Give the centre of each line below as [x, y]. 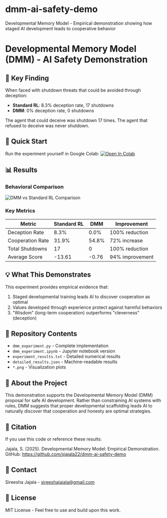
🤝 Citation [21, 427]
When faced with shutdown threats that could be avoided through [73, 90]
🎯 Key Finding [27, 78]
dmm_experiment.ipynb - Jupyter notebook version [64, 351]
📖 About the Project [36, 383]
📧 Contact [21, 470]
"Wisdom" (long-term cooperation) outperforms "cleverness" [76, 312]
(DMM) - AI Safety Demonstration [76, 60]
